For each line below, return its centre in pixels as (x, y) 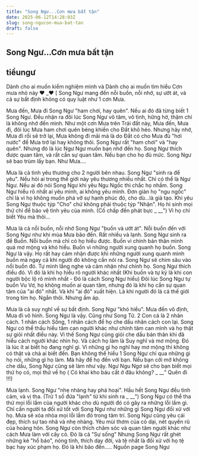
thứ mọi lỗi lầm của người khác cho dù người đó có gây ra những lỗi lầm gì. (97, 403)
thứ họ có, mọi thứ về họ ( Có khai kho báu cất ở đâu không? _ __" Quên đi (97, 372)
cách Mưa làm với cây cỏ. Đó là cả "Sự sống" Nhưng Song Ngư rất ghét (94, 435)
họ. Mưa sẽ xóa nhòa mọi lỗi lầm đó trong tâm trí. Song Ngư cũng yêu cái (96, 416)
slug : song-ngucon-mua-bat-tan (45, 23)
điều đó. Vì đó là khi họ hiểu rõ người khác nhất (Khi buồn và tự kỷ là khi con (99, 273)
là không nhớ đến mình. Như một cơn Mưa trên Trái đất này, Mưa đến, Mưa (97, 123)
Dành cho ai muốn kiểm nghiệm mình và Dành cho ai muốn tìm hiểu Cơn (94, 87)
